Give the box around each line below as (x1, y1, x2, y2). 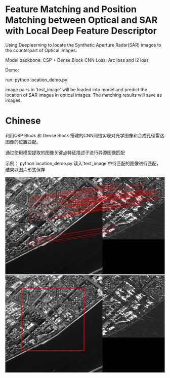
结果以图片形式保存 (5, 166, 46, 173)
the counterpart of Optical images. (5, 47, 77, 53)
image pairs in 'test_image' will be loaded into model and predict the (5, 86, 148, 92)
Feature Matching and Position (5, 4, 137, 15)
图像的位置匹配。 (5, 138, 41, 145)
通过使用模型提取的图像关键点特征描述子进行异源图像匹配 (5, 149, 125, 156)
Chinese (5, 115, 41, 127)
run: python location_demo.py (5, 77, 68, 83)
